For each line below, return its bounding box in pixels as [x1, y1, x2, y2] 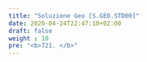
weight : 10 [8, 34, 49, 43]
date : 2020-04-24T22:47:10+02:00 [8, 19, 122, 27]
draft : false [8, 27, 53, 35]
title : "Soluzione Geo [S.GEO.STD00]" [8, 11, 140, 20]
